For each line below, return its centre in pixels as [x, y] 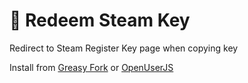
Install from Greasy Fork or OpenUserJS [91, 67]
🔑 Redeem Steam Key [100, 20]
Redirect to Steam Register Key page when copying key [124, 48]
